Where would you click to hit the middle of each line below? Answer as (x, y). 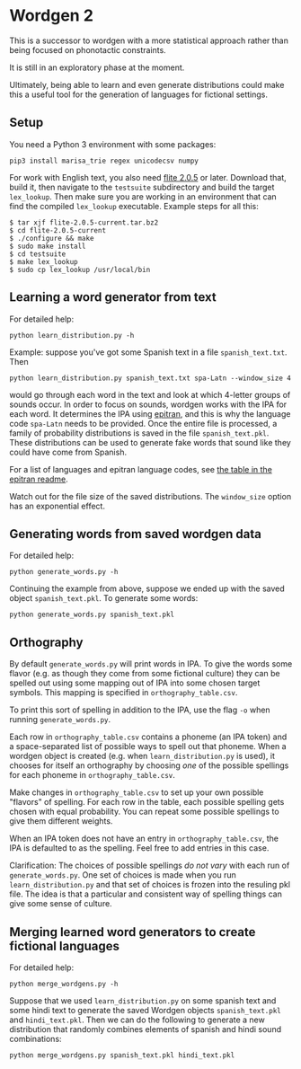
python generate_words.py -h (64, 572)
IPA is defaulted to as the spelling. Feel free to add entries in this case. (139, 848)
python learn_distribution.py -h (72, 335)
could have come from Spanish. (68, 452)
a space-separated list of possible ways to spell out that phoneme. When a (148, 747)
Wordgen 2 (52, 16)
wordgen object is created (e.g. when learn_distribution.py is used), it (142, 756)
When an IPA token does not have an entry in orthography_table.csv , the (144, 839)
